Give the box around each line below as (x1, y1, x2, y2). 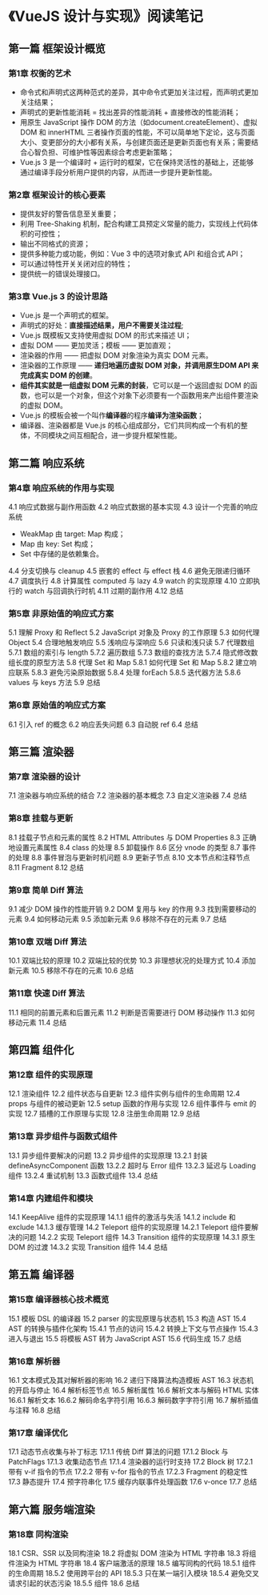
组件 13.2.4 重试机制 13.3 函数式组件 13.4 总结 (8, 1170, 158, 1180)
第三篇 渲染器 (8, 745, 74, 759)
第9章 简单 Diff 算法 (8, 884, 83, 896)
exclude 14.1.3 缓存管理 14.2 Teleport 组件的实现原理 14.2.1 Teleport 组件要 (8, 1222, 252, 1232)
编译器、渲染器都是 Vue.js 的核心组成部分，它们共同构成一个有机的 (19, 421, 242, 431)
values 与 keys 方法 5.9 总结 (8, 678, 101, 687)
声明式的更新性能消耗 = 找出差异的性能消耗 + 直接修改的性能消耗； (19, 107, 242, 117)
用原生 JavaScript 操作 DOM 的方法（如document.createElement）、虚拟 (19, 117, 258, 126)
